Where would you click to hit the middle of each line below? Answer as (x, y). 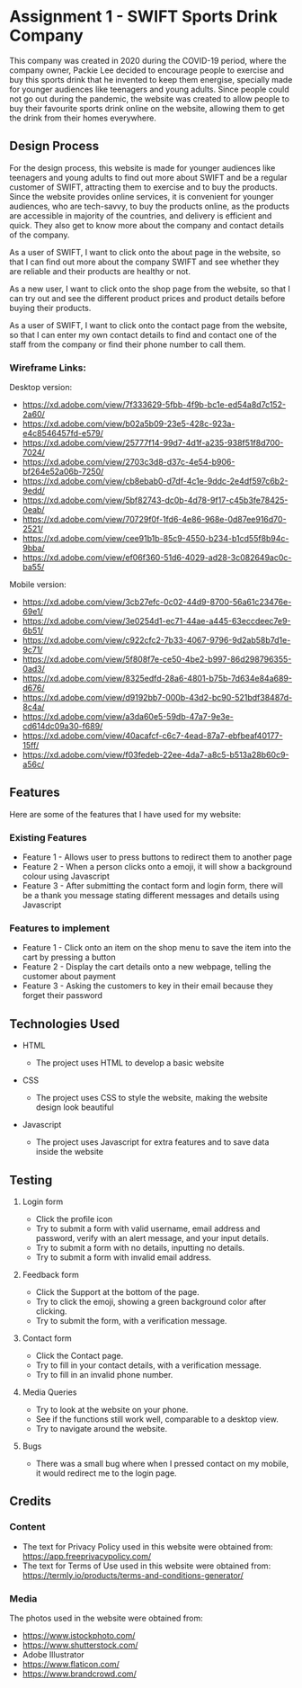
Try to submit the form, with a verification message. (131, 1321)
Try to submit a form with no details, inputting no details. (140, 1248)
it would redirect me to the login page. (106, 1473)
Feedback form (50, 1275)
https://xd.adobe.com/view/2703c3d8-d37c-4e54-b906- (129, 462)
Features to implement (60, 928)
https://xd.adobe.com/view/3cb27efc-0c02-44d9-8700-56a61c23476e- (157, 602)
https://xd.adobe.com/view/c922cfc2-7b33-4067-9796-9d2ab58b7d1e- (156, 640)
